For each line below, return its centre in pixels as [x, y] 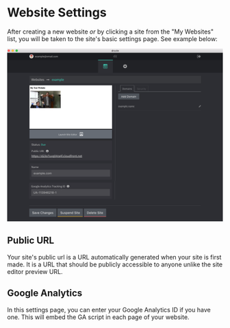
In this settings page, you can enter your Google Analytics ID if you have [109, 310]
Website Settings [57, 13]
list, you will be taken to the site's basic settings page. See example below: [112, 38]
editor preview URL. [35, 271]
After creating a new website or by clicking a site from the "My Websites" [111, 31]
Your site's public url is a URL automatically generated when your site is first [114, 257]
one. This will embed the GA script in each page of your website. [98, 317]
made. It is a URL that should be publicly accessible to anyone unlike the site [115, 264]
